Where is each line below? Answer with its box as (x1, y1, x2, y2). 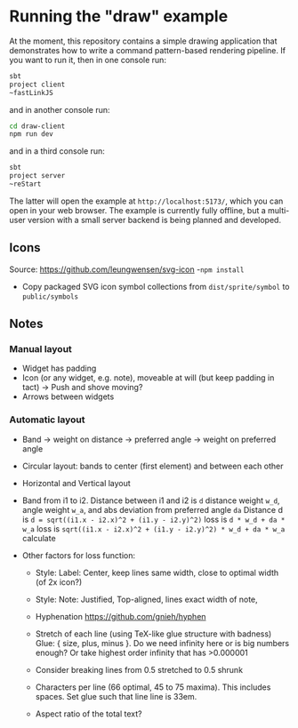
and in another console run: (9, 104, 110, 115)
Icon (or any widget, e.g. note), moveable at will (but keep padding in (21, 372, 275, 383)
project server (9, 172, 66, 180)
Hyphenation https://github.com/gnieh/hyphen (35, 611, 206, 621)
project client (9, 80, 66, 89)
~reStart (9, 180, 42, 188)
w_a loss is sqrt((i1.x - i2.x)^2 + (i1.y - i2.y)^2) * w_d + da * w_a (21, 523, 286, 534)
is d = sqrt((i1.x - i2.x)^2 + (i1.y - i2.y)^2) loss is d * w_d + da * (21, 514, 286, 524)
